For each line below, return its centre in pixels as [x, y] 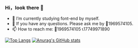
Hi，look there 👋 [24, 7]
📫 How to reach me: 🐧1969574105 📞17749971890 [61, 29]
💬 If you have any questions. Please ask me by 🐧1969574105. [73, 24]
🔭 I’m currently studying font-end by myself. [56, 18]
